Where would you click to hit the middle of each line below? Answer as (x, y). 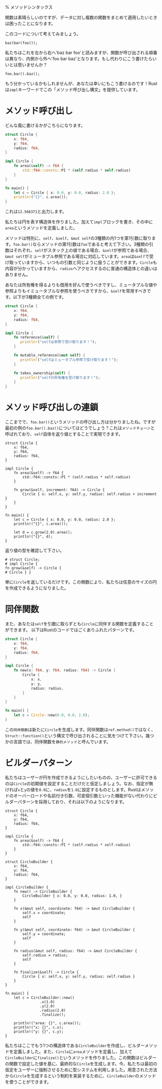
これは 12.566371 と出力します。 (36, 211)
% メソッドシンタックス (29, 7)
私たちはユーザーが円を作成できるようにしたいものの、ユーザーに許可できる (81, 777)
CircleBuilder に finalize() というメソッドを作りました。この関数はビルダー (81, 1057)
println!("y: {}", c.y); (39, 1032)
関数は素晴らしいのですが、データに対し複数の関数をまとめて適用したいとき (81, 17)
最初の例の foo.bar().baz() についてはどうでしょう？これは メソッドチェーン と (80, 428)
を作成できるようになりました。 (37, 588)
